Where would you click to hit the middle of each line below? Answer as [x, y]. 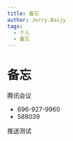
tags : [15, 26]
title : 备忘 [23, 13]
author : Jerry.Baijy [37, 20]
